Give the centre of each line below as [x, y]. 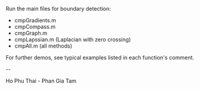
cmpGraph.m [31, 33]
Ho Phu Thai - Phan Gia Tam [41, 81]
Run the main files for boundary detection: [58, 9]
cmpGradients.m [35, 20]
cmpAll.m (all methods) [43, 46]
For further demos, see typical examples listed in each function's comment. [100, 57]
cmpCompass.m [35, 27]
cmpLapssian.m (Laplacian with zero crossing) [72, 39]
